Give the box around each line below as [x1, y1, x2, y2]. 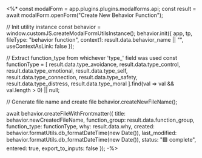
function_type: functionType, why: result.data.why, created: [6, 123, 155, 130]
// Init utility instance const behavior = [6, 24, 101, 30]
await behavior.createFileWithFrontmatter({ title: [6, 110, 126, 117]
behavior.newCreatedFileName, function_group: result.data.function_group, [6, 116, 195, 123]
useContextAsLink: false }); [6, 42, 75, 50]
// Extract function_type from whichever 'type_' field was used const [6, 54, 178, 61]
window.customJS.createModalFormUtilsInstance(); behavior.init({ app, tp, [6, 30, 193, 37]
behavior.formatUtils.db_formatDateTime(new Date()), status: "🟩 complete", [6, 136, 197, 143]
